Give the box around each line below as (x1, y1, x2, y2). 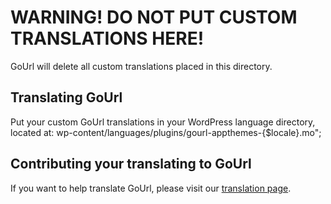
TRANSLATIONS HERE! (10, 27, 205, 50)
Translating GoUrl (10, 89, 123, 106)
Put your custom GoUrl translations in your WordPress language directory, (10, 116, 316, 128)
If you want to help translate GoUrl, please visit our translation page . (10, 182, 292, 194)
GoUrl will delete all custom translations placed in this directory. (10, 60, 273, 72)
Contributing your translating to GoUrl (10, 156, 252, 173)
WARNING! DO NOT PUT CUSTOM (10, 6, 298, 29)
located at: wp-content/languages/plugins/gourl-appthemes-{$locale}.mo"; (10, 126, 322, 138)
